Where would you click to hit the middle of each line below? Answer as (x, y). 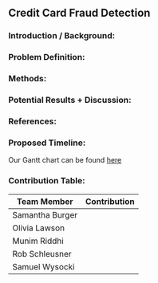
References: (33, 121)
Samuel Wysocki (43, 266)
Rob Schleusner (42, 254)
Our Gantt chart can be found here (65, 160)
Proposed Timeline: (47, 143)
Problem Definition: (47, 57)
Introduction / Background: (62, 36)
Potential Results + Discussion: (70, 100)
